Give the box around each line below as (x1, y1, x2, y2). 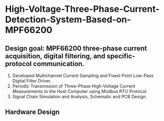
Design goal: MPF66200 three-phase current (5, 44, 147, 52)
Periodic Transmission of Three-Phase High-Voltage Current (12, 83, 136, 89)
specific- (106, 52, 135, 60)
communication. (33, 59, 85, 68)
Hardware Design (5, 108, 60, 117)
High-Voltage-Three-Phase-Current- (5, 3, 160, 15)
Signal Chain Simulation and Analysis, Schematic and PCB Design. (12, 94, 147, 99)
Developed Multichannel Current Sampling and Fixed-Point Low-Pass (12, 73, 154, 79)
